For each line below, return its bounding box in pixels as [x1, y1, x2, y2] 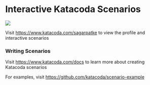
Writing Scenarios [5, 47, 51, 54]
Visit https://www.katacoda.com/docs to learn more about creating [5, 59, 145, 65]
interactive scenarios [5, 35, 49, 41]
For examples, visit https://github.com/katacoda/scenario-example [5, 74, 144, 80]
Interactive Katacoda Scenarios [5, 4, 141, 15]
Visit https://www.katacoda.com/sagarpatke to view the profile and [5, 29, 145, 36]
